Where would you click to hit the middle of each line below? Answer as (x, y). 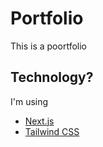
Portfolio (47, 18)
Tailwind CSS (52, 131)
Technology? (52, 77)
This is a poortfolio (48, 46)
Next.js (39, 121)
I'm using (29, 101)
